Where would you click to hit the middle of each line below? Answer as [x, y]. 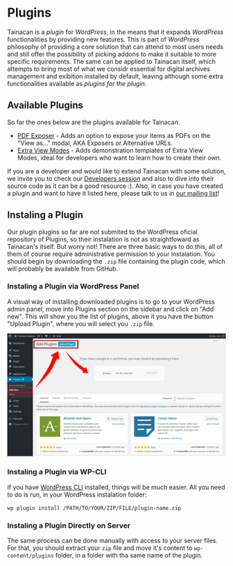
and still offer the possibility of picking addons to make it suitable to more [112, 54]
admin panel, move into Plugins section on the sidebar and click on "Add [111, 309]
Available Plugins [45, 105]
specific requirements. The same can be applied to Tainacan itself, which [112, 61]
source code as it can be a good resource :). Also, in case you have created [115, 186]
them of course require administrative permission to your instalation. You [111, 254]
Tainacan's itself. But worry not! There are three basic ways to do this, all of [115, 246]
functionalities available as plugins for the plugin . [77, 83]
